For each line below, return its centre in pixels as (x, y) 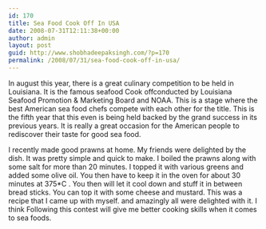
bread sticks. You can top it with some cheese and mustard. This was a (125, 192)
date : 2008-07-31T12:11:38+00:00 (64, 30)
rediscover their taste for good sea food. (75, 134)
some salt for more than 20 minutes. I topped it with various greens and (126, 167)
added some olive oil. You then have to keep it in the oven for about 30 (125, 175)
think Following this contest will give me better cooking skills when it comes (133, 209)
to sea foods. (30, 218)
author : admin (32, 38)
